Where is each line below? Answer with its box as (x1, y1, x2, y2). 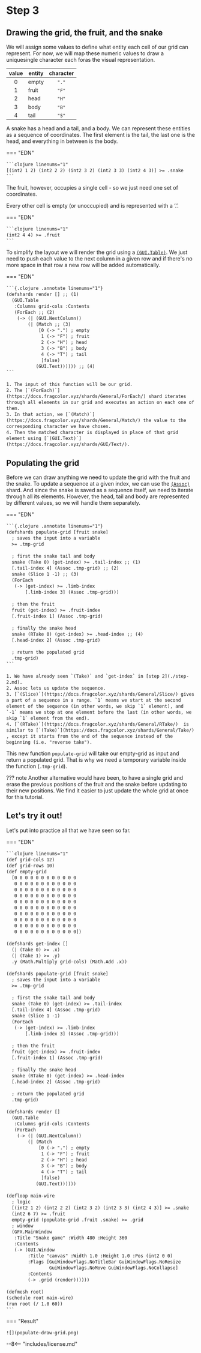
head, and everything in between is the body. (6, 137, 118, 145)
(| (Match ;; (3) (28, 322, 71, 328)
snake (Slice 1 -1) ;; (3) (11, 571, 79, 577)
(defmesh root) (6, 1289, 44, 1295)
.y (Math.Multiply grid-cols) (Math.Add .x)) (11, 959, 128, 965)
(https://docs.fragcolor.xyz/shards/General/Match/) (6, 418, 141, 424)
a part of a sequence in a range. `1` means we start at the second (6, 698, 181, 704)
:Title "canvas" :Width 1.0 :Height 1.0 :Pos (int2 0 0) (28, 1253, 173, 1259)
